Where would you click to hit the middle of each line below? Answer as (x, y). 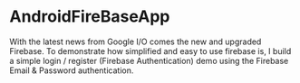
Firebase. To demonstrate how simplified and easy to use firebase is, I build (150, 51)
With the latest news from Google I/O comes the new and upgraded (135, 41)
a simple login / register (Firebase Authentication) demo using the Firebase (149, 60)
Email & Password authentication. (72, 70)
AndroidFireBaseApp (90, 17)
